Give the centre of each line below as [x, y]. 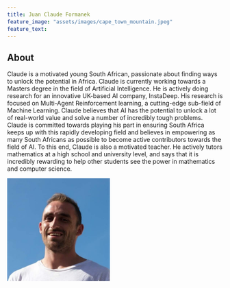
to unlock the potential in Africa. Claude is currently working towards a [106, 82]
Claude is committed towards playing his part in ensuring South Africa [106, 125]
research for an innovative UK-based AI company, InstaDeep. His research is [115, 96]
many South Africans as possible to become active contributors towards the [114, 140]
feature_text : [27, 29]
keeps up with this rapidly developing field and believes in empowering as [111, 132]
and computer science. [40, 169]
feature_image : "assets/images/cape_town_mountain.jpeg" [90, 22]
